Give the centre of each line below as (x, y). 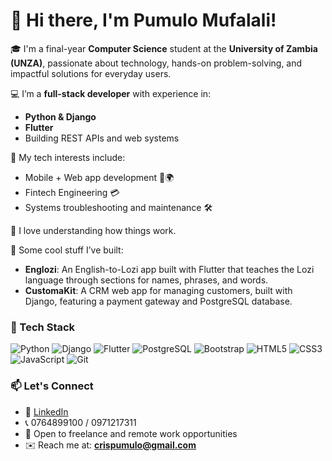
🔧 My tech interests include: (68, 157)
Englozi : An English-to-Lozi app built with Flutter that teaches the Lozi (169, 269)
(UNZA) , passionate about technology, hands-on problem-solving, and (156, 63)
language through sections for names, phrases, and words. (146, 280)
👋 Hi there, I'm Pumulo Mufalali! (143, 20)
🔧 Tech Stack (43, 327)
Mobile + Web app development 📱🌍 (99, 177)
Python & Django (60, 116)
